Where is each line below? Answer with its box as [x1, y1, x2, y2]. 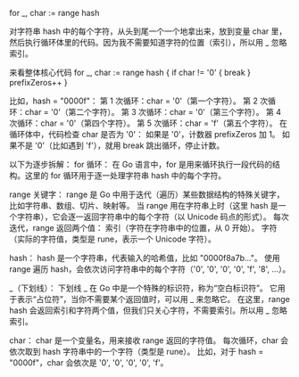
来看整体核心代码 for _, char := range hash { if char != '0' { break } [9, 67, 252, 78]
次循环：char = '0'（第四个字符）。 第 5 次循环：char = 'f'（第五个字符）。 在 [9, 118, 287, 128]
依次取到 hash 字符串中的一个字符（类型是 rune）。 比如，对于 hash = [9, 347, 264, 357]
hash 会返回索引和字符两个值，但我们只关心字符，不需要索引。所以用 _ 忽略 [9, 305, 288, 316]
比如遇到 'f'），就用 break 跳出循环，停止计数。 [52, 140, 225, 151]
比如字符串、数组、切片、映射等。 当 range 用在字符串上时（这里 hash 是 [9, 201, 278, 210]
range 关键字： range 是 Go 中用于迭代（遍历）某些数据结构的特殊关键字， [9, 189, 285, 200]
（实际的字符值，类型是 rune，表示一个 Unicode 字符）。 [9, 234, 217, 244]
